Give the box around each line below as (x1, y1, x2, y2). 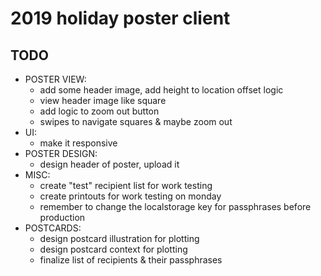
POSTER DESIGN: (24, 148, 98, 159)
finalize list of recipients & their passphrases (39, 254, 223, 266)
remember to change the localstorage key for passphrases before (39, 201, 312, 212)
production (39, 212, 86, 223)
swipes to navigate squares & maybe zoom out (39, 116, 233, 127)
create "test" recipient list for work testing (39, 180, 213, 191)
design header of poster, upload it (39, 158, 180, 170)
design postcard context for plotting (39, 243, 188, 255)
